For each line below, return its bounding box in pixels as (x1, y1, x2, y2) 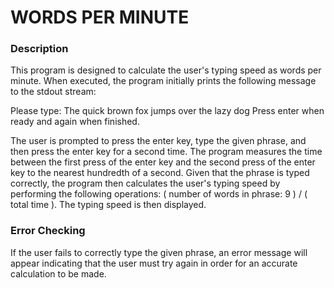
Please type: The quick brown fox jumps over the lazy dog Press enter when (10, 105, 325, 117)
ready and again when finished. (10, 116, 140, 128)
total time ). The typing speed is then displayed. (10, 199, 207, 211)
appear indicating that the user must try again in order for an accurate (10, 257, 298, 269)
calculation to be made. (10, 267, 107, 280)
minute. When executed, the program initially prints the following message (10, 75, 317, 87)
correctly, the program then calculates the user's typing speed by (10, 177, 281, 190)
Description (10, 42, 69, 56)
